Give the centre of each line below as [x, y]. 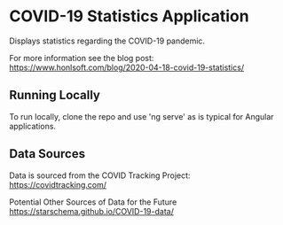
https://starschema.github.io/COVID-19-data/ [92, 211]
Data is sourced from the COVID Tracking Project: [100, 175]
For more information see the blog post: [82, 58]
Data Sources [47, 154]
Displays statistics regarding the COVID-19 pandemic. [107, 41]
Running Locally [55, 95]
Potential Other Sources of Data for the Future [93, 202]
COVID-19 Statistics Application [130, 16]
